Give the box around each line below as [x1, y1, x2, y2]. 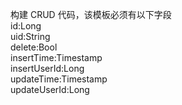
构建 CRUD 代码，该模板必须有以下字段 [10, 9, 172, 20]
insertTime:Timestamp [10, 52, 103, 63]
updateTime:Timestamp [10, 73, 108, 85]
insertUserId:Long [10, 63, 85, 74]
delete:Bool [10, 41, 58, 53]
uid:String [10, 31, 51, 42]
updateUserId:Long [10, 84, 90, 95]
